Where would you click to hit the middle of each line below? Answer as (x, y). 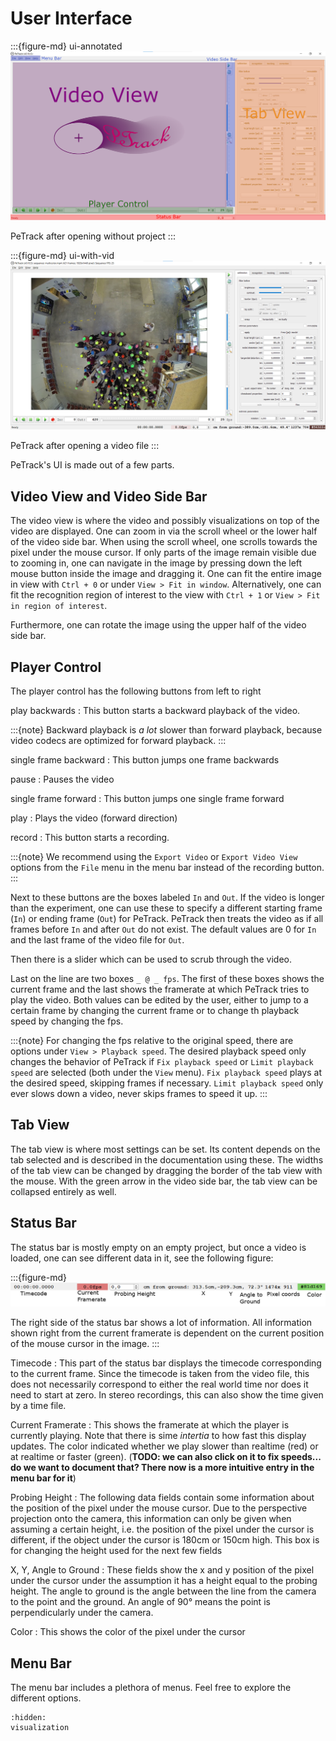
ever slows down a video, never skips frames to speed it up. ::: (139, 1093)
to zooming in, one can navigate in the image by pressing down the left (156, 563)
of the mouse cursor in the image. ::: (85, 1344)
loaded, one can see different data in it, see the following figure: (142, 1258)
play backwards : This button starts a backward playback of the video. (155, 710)
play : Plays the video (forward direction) (94, 818)
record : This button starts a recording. (90, 837)
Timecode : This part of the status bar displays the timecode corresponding (166, 1363)
